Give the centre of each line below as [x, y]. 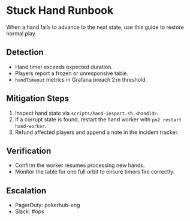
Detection [25, 53]
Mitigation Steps [38, 99]
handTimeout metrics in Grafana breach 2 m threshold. [81, 79]
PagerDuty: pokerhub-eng [47, 205]
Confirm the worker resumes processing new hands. [80, 165]
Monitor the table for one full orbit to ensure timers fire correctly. [95, 172]
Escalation [26, 191]
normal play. [22, 33]
